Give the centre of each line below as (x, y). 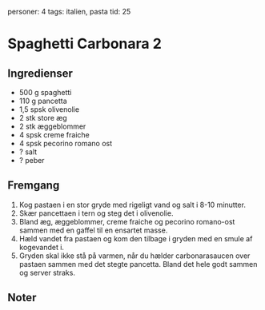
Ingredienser (40, 73)
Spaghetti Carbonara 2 (84, 44)
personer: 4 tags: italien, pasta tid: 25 (69, 12)
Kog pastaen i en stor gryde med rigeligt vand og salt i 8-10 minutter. (132, 205)
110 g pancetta (43, 101)
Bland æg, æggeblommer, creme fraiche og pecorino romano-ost (127, 221)
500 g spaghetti (45, 92)
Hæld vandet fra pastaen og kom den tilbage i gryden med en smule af (136, 238)
